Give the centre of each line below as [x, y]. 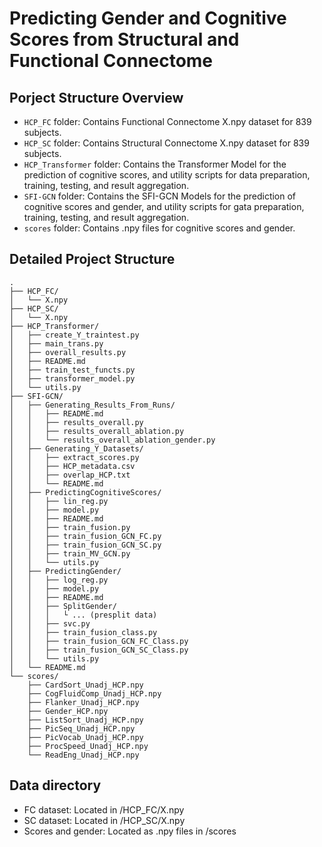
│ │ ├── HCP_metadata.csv [72, 466]
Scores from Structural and [124, 39]
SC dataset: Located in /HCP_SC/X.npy [104, 820]
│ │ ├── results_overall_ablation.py [97, 431]
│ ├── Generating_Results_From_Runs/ [92, 405]
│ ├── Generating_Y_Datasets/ [76, 448]
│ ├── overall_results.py [68, 352]
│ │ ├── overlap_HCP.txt [70, 475]
